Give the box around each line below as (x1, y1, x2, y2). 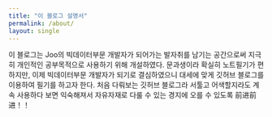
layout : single (8, 27, 60, 35)
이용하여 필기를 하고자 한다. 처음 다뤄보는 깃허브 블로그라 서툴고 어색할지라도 (8, 80, 252, 90)
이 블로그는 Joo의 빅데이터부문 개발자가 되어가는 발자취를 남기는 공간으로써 (8, 50, 247, 60)
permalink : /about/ (8, 19, 75, 27)
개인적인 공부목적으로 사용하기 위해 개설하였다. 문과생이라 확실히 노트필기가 (16, 60, 256, 69)
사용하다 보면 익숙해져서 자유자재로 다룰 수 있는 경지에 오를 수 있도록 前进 (16, 90, 250, 100)
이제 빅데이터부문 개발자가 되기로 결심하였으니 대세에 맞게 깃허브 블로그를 (32, 70, 265, 80)
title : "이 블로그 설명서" (8, 11, 88, 20)
